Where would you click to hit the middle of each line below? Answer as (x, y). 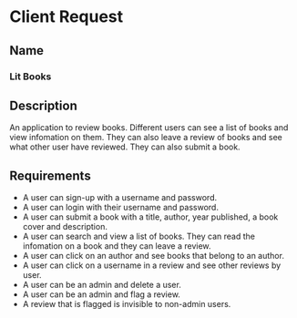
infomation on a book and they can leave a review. (117, 246)
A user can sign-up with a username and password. (119, 198)
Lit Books (31, 77)
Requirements (50, 175)
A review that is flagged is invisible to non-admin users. (127, 304)
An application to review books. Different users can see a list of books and (149, 128)
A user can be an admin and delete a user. (102, 285)
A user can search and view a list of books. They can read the (138, 236)
